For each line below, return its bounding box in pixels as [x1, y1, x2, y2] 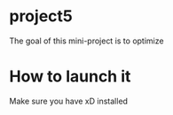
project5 [9, 6, 73, 27]
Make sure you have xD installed [9, 96, 129, 106]
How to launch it [9, 66, 131, 87]
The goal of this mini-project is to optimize [9, 35, 164, 46]
